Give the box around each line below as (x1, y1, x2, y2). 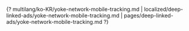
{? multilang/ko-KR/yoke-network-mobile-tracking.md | (6, 6, 143, 13)
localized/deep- (143, 6, 184, 13)
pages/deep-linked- (124, 12, 174, 19)
